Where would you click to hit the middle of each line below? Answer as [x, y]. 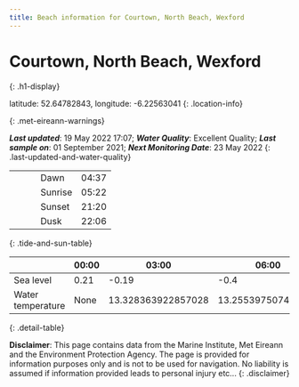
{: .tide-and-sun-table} [51, 243]
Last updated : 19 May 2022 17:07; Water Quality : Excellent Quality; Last [143, 138]
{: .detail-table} [37, 327]
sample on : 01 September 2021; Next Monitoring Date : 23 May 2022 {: [140, 147]
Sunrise [57, 192]
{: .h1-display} [35, 86]
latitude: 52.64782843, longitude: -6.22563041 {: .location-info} [126, 103]
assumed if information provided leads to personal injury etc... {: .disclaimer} [149, 373]
